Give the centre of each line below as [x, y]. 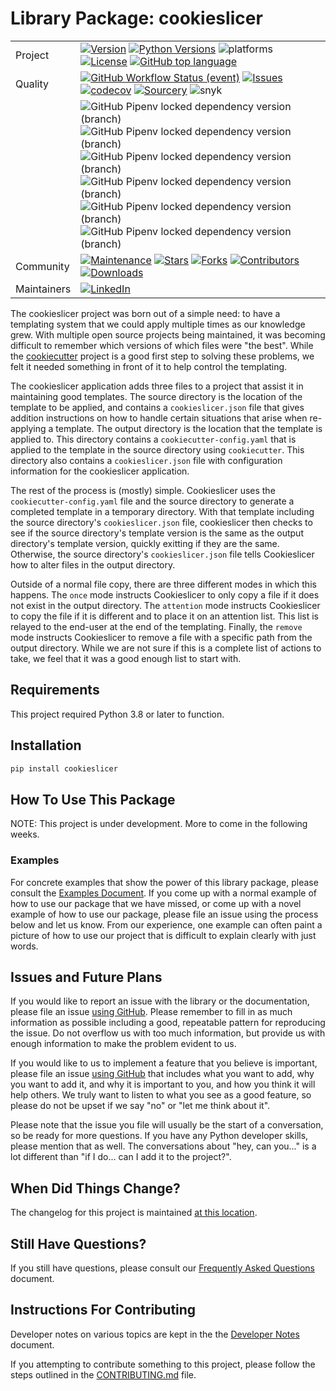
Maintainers [43, 289]
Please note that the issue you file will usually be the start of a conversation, [167, 1125]
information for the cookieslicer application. [100, 471]
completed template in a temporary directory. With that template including [162, 511]
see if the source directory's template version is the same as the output [157, 533]
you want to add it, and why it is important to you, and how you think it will [163, 1084]
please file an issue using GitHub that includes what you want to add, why [162, 1074]
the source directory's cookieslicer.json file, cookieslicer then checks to [161, 522]
